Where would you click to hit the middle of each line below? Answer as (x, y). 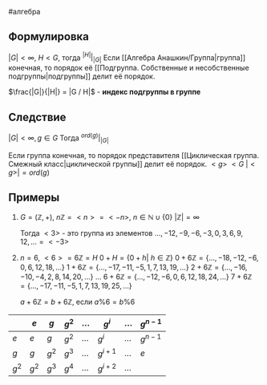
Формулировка (49, 36)
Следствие (37, 117)
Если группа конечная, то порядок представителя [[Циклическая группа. (134, 155)
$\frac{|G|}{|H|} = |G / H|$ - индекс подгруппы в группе (105, 92)
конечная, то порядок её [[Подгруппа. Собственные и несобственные (129, 68)
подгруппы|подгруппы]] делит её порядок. (82, 76)
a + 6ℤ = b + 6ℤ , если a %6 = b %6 (77, 302)
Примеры (34, 197)
